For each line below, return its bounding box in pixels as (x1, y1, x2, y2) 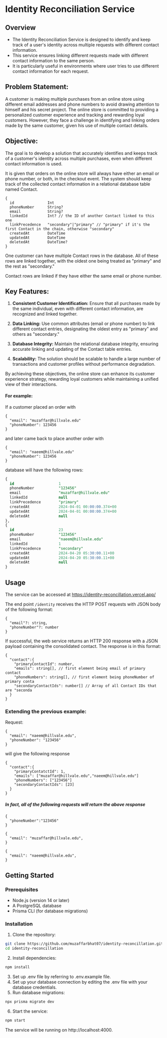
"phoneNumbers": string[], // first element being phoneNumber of (14, 674, 155, 680)
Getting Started (5, 871, 54, 880)
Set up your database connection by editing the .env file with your (12, 979, 148, 985)
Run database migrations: (12, 989, 65, 995)
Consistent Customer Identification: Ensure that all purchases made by (12, 300, 161, 306)
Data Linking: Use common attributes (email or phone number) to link (12, 320, 155, 327)
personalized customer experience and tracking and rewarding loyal (5, 112, 145, 118)
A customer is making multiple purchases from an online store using (5, 96, 145, 102)
